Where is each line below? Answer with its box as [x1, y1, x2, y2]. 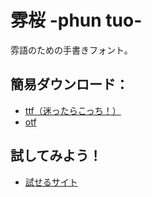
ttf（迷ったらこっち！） [24, 104, 122, 116]
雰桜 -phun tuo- [10, 9, 143, 32]
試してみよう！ [10, 147, 103, 165]
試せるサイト [24, 176, 78, 188]
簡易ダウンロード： [10, 76, 129, 93]
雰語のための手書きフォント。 [10, 44, 133, 56]
